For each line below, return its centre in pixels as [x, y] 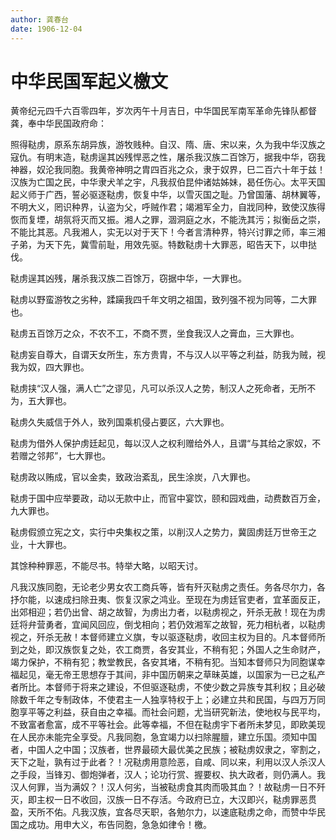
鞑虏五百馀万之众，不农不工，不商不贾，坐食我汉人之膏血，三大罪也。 [155, 333]
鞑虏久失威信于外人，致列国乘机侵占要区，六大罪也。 [120, 422]
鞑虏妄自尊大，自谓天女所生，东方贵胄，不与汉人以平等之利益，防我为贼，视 [168, 355]
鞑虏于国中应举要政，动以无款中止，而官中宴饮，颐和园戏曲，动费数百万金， [168, 498]
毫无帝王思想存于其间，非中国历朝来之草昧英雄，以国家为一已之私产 [185, 675]
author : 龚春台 [39, 19]
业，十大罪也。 [41, 545]
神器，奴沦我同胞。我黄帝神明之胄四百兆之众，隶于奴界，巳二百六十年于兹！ [168, 170]
